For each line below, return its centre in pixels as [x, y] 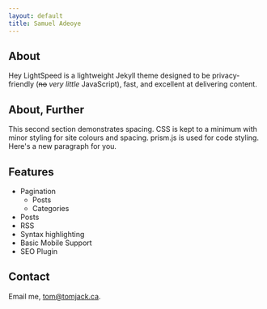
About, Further [47, 110]
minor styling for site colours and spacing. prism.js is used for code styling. [133, 138]
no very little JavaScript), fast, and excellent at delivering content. [148, 84]
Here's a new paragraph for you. [63, 146]
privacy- [226, 76]
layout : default [36, 16]
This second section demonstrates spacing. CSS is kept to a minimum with [133, 129]
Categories [51, 208]
